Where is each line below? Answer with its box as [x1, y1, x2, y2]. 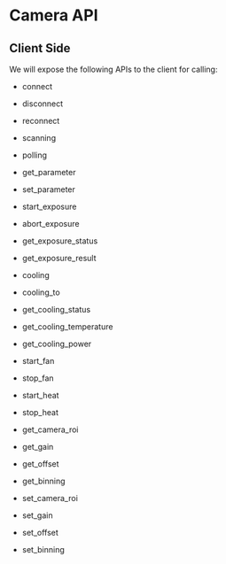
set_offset [21, 528, 59, 537]
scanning [21, 133, 56, 143]
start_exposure [21, 201, 77, 212]
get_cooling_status [21, 305, 91, 314]
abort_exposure [21, 219, 80, 228]
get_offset [21, 459, 59, 469]
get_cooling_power [21, 338, 92, 349]
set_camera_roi [21, 493, 78, 503]
